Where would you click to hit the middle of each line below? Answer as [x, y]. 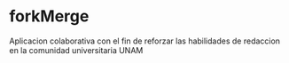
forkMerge [49, 16]
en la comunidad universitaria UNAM [76, 50]
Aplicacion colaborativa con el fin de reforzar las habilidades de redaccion [145, 41]
